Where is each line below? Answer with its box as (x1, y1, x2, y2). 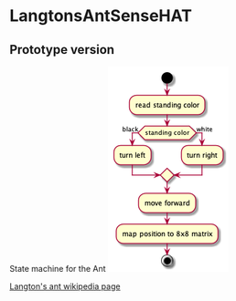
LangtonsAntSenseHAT (9, 5, 192, 26)
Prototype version (9, 42, 115, 57)
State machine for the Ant (9, 264, 107, 274)
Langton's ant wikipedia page (9, 281, 121, 292)
